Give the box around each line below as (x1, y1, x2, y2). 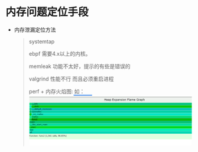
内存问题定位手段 (5, 5, 89, 19)
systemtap (28, 38, 55, 45)
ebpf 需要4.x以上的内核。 (28, 50, 91, 57)
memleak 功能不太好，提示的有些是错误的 (28, 63, 131, 70)
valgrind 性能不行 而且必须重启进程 (28, 75, 114, 82)
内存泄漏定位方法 (14, 26, 56, 33)
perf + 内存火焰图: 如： (28, 88, 85, 95)
